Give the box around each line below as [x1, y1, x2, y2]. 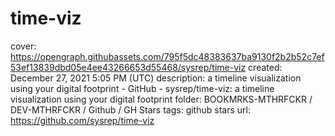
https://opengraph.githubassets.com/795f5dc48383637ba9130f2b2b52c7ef [10, 50, 325, 62]
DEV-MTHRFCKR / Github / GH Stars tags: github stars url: [10, 103, 251, 116]
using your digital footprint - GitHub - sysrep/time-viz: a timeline [10, 82, 275, 94]
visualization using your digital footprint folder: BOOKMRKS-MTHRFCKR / [10, 93, 313, 105]
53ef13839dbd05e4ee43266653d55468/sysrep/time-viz [10, 61, 247, 73]
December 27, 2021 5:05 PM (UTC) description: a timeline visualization [10, 72, 302, 84]
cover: [10, 40, 37, 52]
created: [248, 61, 283, 73]
